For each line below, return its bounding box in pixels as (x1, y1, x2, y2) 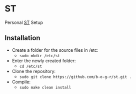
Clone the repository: (11, 68, 56, 74)
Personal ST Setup (4, 19, 43, 25)
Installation (4, 34, 40, 42)
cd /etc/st (19, 64, 42, 69)
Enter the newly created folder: (11, 58, 76, 64)
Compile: (11, 79, 31, 85)
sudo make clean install (19, 85, 71, 90)
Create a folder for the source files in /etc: (11, 47, 98, 53)
